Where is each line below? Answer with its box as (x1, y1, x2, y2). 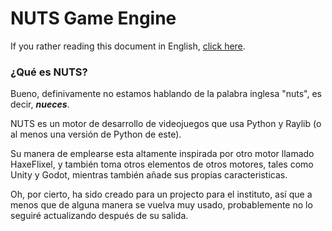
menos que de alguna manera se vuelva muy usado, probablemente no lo (10, 199, 313, 211)
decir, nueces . (10, 98, 70, 111)
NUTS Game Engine (10, 7, 177, 30)
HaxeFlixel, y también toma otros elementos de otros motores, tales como (10, 158, 314, 171)
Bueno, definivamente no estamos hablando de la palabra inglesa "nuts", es (10, 88, 323, 100)
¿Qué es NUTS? (10, 65, 88, 79)
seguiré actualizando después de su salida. (10, 210, 189, 222)
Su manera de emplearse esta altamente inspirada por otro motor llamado (10, 148, 315, 160)
